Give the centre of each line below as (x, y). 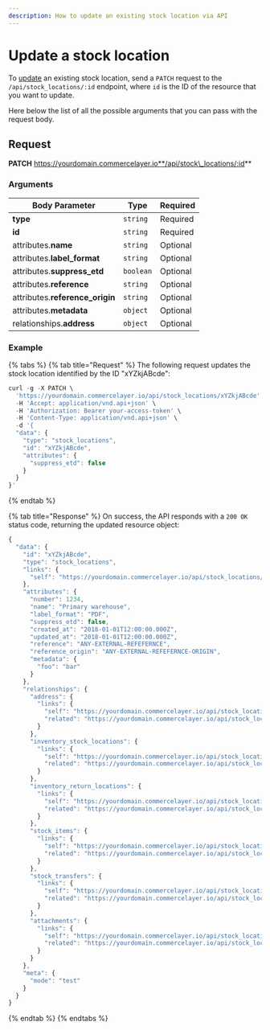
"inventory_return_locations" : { (86, 786)
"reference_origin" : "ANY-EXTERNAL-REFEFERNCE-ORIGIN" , (125, 652)
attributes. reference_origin (64, 297)
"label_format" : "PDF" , (70, 614)
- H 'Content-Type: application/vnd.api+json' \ (97, 418)
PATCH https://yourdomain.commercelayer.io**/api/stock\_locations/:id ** (130, 164)
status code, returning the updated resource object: (94, 525)
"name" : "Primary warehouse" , (80, 607)
